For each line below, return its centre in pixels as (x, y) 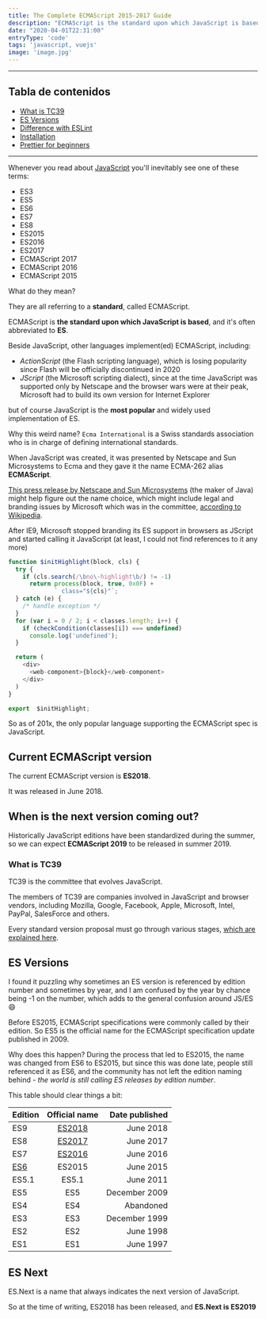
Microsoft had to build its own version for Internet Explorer (115, 394)
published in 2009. (39, 1039)
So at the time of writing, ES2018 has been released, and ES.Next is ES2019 (132, 1306)
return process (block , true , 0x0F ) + (91, 584)
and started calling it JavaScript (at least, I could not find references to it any (133, 539)
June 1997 (147, 1244)
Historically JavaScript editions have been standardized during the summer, (132, 836)
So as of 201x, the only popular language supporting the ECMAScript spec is (133, 723)
